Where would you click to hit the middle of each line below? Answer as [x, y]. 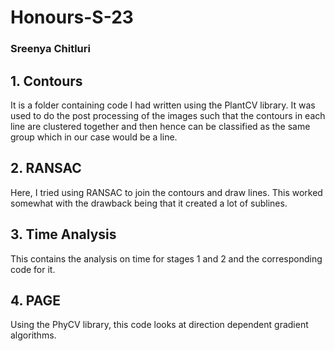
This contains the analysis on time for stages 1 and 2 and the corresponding [166, 258]
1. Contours [46, 81]
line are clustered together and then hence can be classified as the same [160, 126]
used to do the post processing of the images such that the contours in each [168, 115]
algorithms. [33, 335]
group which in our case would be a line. [94, 137]
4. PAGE [36, 300]
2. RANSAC [46, 168]
